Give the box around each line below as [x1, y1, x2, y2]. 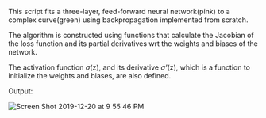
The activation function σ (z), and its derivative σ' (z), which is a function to [8, 63, 250, 72]
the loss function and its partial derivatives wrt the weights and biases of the [8, 39, 258, 48]
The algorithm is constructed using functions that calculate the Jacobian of [8, 31, 254, 40]
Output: [8, 86, 33, 96]
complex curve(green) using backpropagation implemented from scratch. [8, 15, 249, 25]
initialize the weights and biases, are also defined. [8, 71, 172, 80]
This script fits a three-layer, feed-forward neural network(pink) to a [8, 7, 230, 16]
